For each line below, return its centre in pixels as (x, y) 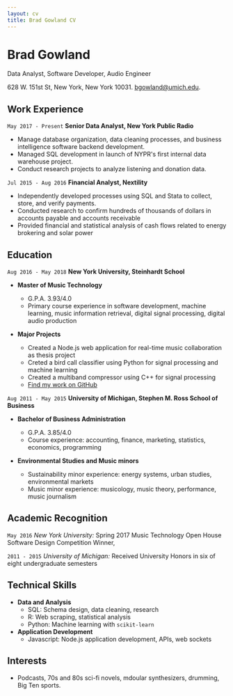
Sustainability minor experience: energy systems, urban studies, (120, 475)
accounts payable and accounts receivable (79, 218)
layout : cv (23, 14)
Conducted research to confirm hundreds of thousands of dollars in (114, 211)
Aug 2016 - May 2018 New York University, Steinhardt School (96, 271)
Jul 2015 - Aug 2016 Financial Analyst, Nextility (78, 182)
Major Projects (39, 334)
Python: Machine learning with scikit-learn (91, 624)
